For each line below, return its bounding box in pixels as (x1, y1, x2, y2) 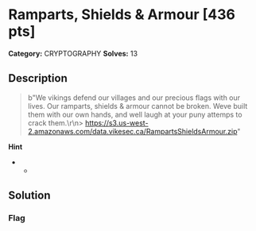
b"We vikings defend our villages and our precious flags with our (27, 93, 241, 102)
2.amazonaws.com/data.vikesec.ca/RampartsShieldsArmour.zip (27, 126, 238, 136)
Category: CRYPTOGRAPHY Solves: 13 (8, 48, 138, 58)
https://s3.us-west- (84, 117, 149, 128)
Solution (8, 189, 51, 202)
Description (8, 71, 68, 85)
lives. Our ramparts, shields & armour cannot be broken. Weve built (27, 101, 248, 110)
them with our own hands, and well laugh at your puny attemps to (27, 110, 242, 119)
